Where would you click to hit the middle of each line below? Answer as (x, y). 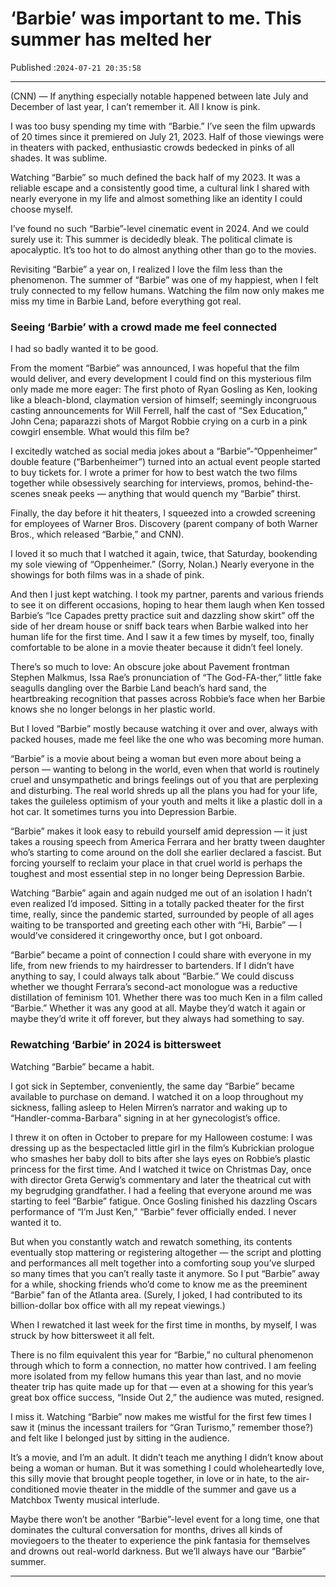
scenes (25, 494)
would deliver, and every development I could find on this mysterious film (161, 379)
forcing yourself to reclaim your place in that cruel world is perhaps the (156, 863)
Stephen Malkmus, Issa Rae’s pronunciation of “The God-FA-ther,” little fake (166, 678)
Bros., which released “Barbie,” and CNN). (97, 534)
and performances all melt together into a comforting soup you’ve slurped (163, 1263)
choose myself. (41, 209)
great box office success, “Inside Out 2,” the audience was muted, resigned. (167, 1397)
